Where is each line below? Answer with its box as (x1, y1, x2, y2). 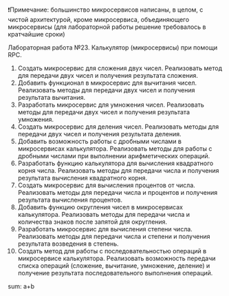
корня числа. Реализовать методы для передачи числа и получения (17, 167, 219, 174)
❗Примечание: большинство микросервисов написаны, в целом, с (8, 6, 204, 14)
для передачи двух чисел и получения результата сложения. (17, 72, 199, 79)
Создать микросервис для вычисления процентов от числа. (17, 181, 195, 189)
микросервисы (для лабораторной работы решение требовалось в (8, 23, 206, 31)
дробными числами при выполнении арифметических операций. (17, 152, 210, 160)
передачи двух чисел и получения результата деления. (17, 130, 182, 138)
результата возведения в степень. (17, 240, 119, 248)
